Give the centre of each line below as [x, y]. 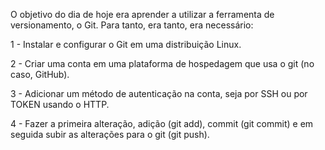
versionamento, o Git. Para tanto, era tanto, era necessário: [132, 25]
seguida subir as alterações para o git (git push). [110, 134]
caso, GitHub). [40, 74]
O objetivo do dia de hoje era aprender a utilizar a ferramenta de [142, 14]
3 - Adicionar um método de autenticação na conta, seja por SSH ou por [159, 93]
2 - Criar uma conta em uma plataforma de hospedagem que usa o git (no [162, 63]
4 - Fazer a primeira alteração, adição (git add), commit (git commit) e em [162, 123]
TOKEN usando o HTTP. [60, 104]
